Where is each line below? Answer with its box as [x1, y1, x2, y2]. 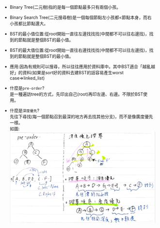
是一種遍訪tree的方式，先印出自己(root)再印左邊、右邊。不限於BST [9, 91, 144, 97]
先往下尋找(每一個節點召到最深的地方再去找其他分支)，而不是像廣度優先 [9, 114, 154, 119]
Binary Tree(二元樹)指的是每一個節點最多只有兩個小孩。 [9, 4, 121, 10]
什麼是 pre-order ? [9, 85, 45, 91]
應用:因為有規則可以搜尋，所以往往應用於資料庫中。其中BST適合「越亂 [9, 64, 151, 69]
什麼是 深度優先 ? [9, 108, 40, 113]
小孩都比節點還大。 [9, 21, 48, 26]
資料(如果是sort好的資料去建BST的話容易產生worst [22, 70, 124, 75]
